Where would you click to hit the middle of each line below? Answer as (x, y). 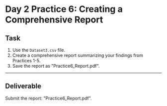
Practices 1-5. (26, 60)
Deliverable (23, 86)
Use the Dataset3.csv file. (39, 50)
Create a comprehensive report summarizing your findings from (78, 55)
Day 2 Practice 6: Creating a (64, 9)
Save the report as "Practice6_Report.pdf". (56, 66)
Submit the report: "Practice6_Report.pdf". (48, 98)
